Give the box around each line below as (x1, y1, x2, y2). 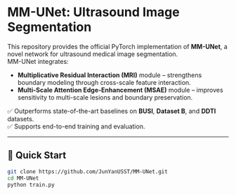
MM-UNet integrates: (7, 57, 69, 65)
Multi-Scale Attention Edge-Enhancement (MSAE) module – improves (17, 86, 223, 94)
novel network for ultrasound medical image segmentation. (7, 50, 178, 58)
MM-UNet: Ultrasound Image (7, 4, 181, 20)
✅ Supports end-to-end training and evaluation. (7, 122, 145, 130)
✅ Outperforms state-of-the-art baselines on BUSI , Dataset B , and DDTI (7, 107, 216, 115)
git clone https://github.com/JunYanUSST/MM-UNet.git (7, 168, 169, 175)
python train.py (7, 181, 55, 188)
